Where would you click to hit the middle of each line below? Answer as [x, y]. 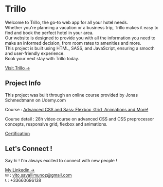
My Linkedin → [20, 170]
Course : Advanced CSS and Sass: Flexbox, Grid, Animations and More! [77, 109]
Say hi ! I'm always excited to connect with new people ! [61, 160]
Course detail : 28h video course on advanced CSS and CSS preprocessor [80, 119]
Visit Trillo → [18, 68]
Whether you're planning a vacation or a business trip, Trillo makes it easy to [82, 27]
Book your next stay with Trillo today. [42, 58]
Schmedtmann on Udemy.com [36, 100]
